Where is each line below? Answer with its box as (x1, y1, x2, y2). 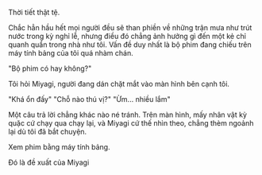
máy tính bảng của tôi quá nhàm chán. (8, 49, 133, 57)
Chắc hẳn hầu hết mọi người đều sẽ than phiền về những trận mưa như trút (8, 23, 252, 32)
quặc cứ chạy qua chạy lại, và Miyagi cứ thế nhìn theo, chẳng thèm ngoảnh (8, 119, 254, 127)
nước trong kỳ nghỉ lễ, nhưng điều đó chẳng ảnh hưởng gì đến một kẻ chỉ (8, 32, 246, 41)
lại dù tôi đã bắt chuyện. (8, 127, 87, 136)
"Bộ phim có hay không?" (8, 64, 92, 73)
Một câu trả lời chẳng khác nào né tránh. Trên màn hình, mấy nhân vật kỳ (8, 110, 248, 119)
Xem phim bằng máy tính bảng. (8, 142, 110, 151)
